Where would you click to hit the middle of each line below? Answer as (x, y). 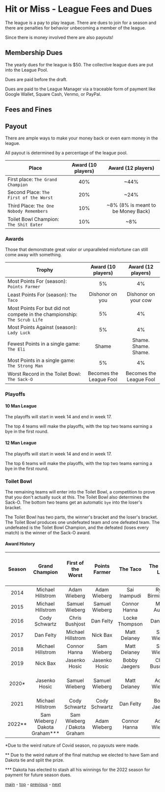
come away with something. (34, 255)
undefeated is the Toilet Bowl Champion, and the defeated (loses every (77, 527)
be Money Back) (131, 211)
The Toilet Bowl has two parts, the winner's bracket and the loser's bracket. (82, 517)
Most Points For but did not (39, 308)
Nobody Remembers (28, 211)
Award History (20, 544)
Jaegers (130, 666)
